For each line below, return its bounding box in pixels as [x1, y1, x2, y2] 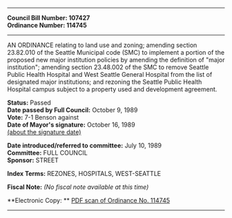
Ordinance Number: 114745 [7, 21, 88, 29]
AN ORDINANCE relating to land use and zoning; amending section [7, 41, 197, 49]
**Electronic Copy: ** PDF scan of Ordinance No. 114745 [7, 197, 171, 204]
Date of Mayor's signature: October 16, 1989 [7, 120, 136, 129]
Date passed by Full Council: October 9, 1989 [7, 106, 138, 114]
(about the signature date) [7, 128, 81, 136]
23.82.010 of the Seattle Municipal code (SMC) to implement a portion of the [7, 48, 225, 56]
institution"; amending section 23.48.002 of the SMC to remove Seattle [7, 63, 209, 71]
